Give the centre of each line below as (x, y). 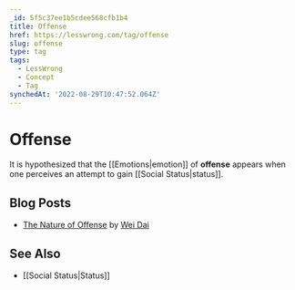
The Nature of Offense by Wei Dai (86, 225)
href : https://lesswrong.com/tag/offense (89, 35)
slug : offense (36, 43)
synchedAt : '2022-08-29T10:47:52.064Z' (85, 94)
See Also (35, 253)
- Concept (36, 78)
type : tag (28, 52)
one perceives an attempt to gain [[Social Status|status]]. (117, 174)
